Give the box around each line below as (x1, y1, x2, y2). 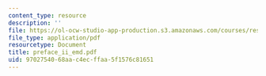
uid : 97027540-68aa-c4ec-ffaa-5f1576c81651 (8, 56, 154, 64)
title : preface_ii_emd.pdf (8, 48, 97, 56)
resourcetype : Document (8, 41, 87, 49)
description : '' (8, 19, 62, 27)
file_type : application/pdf (8, 33, 101, 42)
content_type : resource (8, 11, 87, 20)
